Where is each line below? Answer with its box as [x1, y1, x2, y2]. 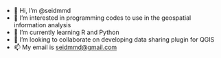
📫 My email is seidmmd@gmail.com [13, 43, 117, 51]
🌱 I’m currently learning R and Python [13, 28, 119, 36]
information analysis [13, 21, 71, 29]
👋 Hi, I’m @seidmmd [13, 7, 71, 14]
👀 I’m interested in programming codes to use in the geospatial [13, 14, 191, 22]
